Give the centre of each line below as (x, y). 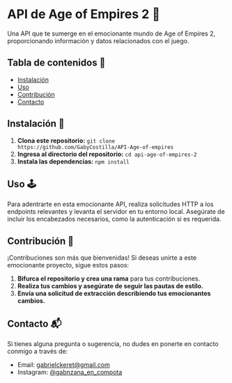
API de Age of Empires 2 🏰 (84, 14)
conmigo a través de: (38, 351)
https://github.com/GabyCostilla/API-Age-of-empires (95, 147)
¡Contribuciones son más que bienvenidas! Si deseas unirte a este (102, 258)
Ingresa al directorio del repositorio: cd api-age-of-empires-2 (107, 154)
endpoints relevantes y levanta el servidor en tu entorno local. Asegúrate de (116, 212)
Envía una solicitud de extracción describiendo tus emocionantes (114, 294)
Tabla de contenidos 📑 (56, 63)
